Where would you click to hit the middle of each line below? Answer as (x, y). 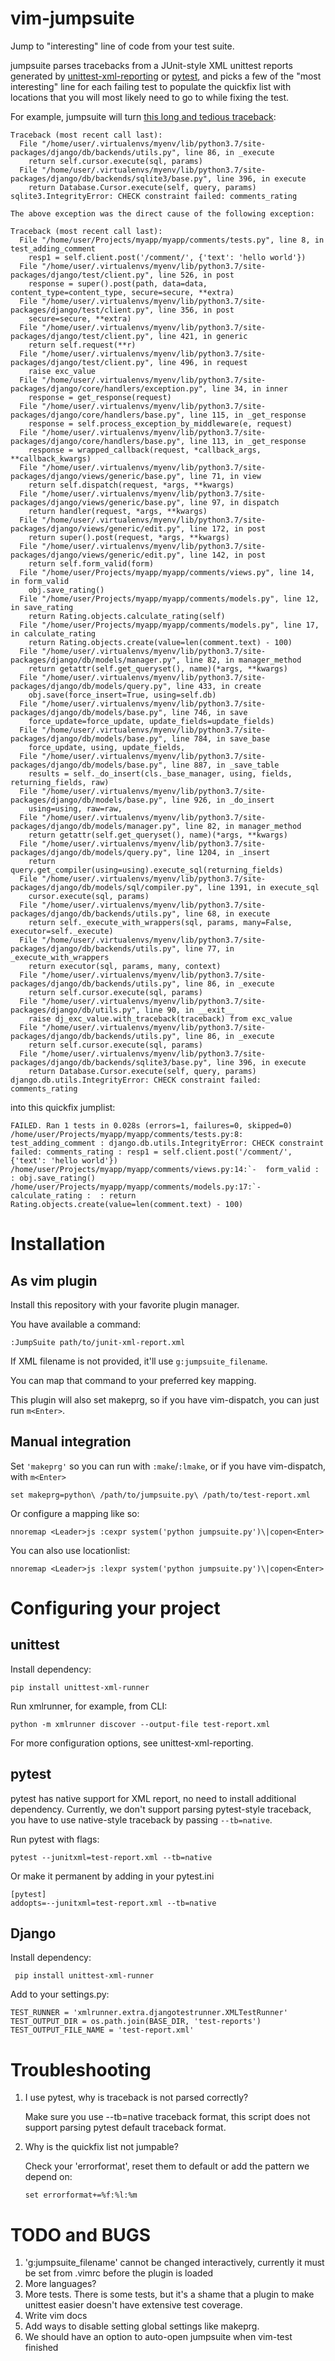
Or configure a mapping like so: (75, 1513)
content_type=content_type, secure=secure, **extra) (122, 292)
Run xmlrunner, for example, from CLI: (89, 1706)
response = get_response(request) (100, 397)
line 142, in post (228, 555)
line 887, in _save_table (225, 765)
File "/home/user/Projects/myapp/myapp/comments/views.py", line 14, (167, 572)
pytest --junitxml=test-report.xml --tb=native (111, 1857)
